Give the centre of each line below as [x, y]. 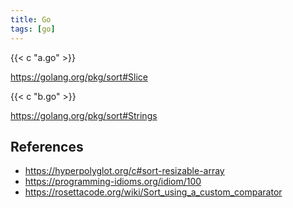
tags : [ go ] [33, 29]
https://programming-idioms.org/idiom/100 [113, 182]
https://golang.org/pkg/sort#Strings [84, 115]
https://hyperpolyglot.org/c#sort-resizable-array [124, 171]
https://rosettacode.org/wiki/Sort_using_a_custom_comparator [153, 192]
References [47, 146]
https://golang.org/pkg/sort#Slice [79, 77]
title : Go [31, 19]
